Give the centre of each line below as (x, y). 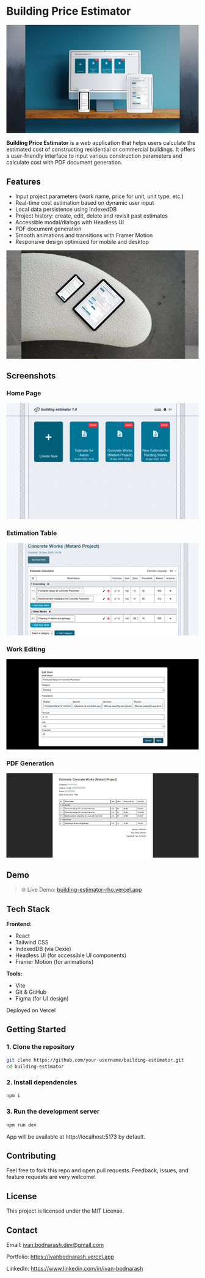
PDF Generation (30, 763)
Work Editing (26, 649)
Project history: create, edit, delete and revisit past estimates (91, 216)
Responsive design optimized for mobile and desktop (82, 242)
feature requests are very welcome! (51, 1177)
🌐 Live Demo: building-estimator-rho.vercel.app (81, 889)
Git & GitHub (31, 992)
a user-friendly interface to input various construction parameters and (94, 156)
